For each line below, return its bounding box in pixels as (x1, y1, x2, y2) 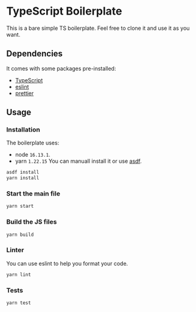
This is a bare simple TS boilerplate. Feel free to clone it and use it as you (6, 24, 190, 32)
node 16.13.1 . (15, 151, 51, 158)
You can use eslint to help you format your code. (6, 260, 128, 267)
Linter (6, 246, 24, 254)
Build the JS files (6, 218, 57, 226)
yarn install (6, 175, 40, 181)
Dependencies (6, 49, 63, 59)
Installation (6, 126, 41, 134)
